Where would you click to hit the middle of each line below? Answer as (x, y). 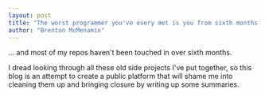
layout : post (30, 15)
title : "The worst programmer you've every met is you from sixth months (133, 23)
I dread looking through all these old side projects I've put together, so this (130, 68)
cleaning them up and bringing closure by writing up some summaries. (124, 84)
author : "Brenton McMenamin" (57, 30)
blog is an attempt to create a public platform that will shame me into (121, 76)
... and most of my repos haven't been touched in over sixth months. (120, 53)
